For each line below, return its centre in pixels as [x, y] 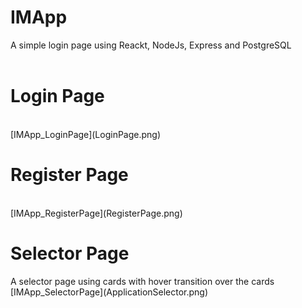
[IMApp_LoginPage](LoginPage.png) [86, 134]
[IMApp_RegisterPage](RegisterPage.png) [96, 213]
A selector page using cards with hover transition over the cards [142, 281]
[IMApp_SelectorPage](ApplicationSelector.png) [109, 292]
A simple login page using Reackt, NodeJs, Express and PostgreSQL [151, 45]
